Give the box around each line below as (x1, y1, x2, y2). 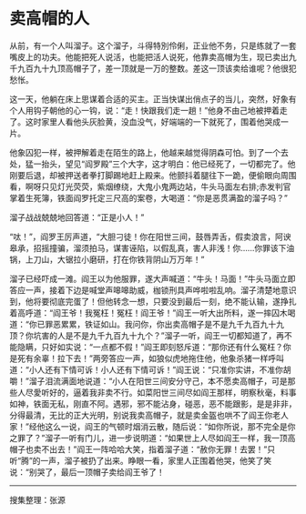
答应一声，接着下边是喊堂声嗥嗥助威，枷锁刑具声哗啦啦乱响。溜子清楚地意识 (9, 284, 297, 296)
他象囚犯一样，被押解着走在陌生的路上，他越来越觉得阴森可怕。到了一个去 (9, 146, 289, 157)
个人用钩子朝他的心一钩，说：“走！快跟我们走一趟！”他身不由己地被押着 (9, 105, 280, 116)
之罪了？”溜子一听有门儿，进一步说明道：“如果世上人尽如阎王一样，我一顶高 (9, 432, 296, 443)
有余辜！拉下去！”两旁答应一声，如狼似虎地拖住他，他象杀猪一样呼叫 (25, 352, 285, 364)
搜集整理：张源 (9, 494, 66, 505)
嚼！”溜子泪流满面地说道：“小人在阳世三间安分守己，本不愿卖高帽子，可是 (9, 375, 289, 387)
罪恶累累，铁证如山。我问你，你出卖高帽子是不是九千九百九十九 (45, 318, 285, 329)
